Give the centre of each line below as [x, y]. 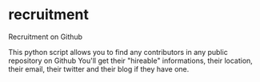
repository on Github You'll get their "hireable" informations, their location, [131, 61]
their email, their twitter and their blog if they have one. [99, 68]
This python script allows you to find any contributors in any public [118, 52]
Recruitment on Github [45, 37]
